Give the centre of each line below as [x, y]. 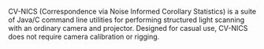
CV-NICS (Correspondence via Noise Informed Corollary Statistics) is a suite [132, 11]
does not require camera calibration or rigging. [84, 36]
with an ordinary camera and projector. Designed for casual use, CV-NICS [128, 28]
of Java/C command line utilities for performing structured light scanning [126, 20]
